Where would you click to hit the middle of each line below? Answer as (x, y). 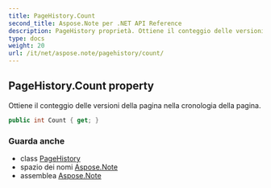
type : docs (27, 38)
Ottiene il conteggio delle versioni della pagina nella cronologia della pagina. (135, 105)
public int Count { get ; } (54, 120)
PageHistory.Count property (81, 86)
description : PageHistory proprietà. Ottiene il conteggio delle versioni (137, 31)
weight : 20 (27, 46)
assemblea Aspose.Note (61, 175)
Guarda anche (37, 140)
